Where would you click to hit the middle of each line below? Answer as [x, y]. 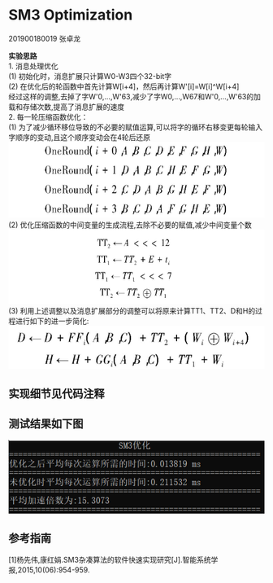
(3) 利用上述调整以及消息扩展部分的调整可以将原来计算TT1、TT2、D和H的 [132, 310]
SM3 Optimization [71, 15]
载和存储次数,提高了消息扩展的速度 [67, 107]
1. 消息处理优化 [33, 66]
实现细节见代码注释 [56, 394]
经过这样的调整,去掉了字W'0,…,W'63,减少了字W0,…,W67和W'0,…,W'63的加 [135, 96]
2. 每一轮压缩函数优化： [48, 116]
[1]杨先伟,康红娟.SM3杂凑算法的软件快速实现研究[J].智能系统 [110, 559]
